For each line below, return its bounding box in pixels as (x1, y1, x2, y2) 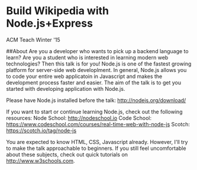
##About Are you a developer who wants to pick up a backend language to (6, 47, 189, 54)
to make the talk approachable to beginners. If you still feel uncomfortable (6, 145, 186, 152)
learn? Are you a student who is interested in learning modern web (6, 54, 169, 61)
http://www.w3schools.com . (6, 157, 75, 164)
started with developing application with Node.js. (6, 85, 125, 92)
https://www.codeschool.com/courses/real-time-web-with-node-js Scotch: (6, 120, 190, 127)
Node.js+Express (6, 17, 93, 30)
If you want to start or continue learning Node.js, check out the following (6, 108, 183, 115)
